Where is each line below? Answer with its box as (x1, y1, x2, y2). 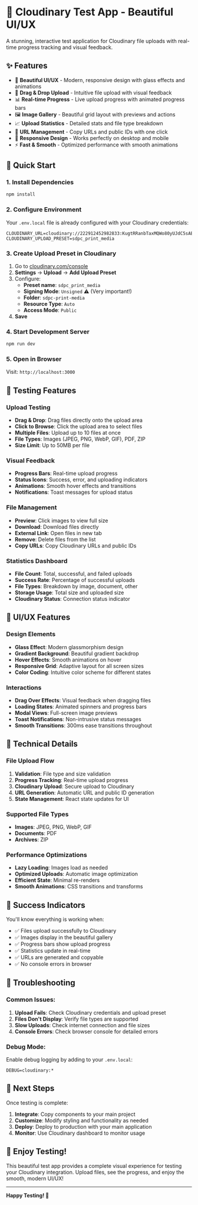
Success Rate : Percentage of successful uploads (14, 576, 136, 584)
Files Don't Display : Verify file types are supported (14, 1015, 138, 1022)
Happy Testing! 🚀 (6, 1191, 49, 1199)
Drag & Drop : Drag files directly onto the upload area (14, 416, 143, 424)
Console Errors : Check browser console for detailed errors (14, 1028, 159, 1035)
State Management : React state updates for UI (14, 795, 129, 802)
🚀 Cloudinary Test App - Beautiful (6, 5, 174, 19)
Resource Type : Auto (23, 300, 75, 307)
